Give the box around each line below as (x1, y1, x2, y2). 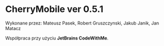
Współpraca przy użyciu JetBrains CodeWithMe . (5, 35, 109, 41)
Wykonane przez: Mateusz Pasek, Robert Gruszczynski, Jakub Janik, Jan (5, 20, 159, 26)
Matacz (5, 25, 21, 31)
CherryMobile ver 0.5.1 (5, 3, 104, 15)
